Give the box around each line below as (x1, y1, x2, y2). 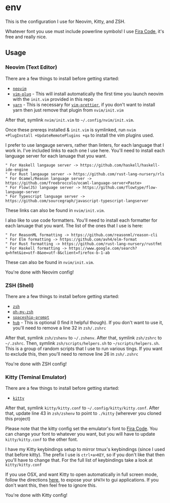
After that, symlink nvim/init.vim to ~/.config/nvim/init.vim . (5, 117, 134, 123)
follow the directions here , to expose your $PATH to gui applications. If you (5, 477, 159, 483)
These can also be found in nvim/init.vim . (5, 259, 94, 265)
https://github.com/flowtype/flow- (82, 185, 158, 190)
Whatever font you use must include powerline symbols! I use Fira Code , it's (5, 28, 164, 34)
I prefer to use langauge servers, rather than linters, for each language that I (5, 142, 164, 148)
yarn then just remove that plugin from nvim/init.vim (12, 107, 124, 113)
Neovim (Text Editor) (5, 64, 57, 71)
